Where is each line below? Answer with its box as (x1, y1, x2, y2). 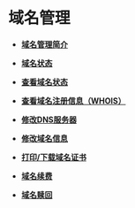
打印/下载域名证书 (20, 151, 87, 162)
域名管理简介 (20, 39, 68, 50)
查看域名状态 (20, 76, 68, 87)
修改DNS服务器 (20, 114, 77, 125)
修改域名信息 (20, 133, 68, 143)
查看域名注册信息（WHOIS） (20, 95, 126, 106)
